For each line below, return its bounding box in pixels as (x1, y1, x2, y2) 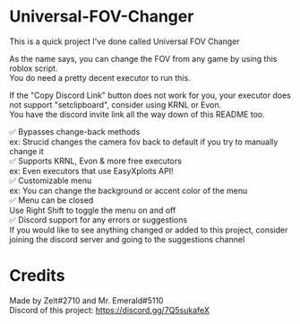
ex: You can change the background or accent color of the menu (9, 185, 248, 196)
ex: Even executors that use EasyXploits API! (9, 165, 174, 176)
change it (9, 145, 45, 156)
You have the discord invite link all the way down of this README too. (9, 109, 266, 119)
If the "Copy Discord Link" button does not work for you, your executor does (9, 90, 291, 101)
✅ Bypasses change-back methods (9, 126, 141, 136)
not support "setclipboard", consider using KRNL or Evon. (9, 99, 222, 109)
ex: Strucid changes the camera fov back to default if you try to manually (9, 136, 279, 147)
